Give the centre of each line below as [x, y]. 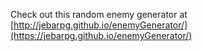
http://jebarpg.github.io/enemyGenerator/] [100, 25]
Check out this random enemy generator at [99, 14]
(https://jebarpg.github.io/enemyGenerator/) [101, 35]
